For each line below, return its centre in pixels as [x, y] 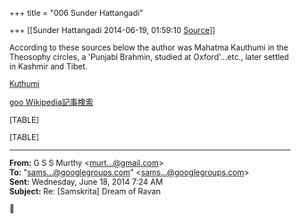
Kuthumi [25, 83]
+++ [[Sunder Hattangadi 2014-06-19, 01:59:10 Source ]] [112, 30]
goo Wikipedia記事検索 [51, 102]
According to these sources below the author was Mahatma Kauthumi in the [149, 47]
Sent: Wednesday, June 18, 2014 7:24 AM [86, 182]
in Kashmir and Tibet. [48, 66]
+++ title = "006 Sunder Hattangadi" [76, 13]
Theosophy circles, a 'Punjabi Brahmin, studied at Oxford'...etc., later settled [149, 57]
